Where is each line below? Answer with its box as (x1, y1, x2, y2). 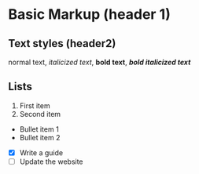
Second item (19, 109, 61, 118)
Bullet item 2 (19, 132, 61, 142)
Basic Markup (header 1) (8, 5, 171, 24)
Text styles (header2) (8, 37, 116, 50)
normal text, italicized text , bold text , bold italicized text (8, 57, 191, 67)
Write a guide (19, 147, 64, 158)
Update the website (19, 157, 84, 166)
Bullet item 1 (19, 124, 59, 134)
